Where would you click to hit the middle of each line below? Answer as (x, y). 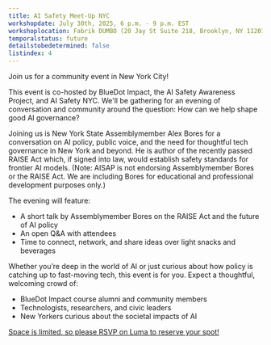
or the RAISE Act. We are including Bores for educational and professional (131, 176)
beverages (38, 250)
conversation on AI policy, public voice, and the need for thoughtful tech (128, 142)
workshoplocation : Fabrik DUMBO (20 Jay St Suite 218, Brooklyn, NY (126, 31)
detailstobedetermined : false (59, 46)
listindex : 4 (30, 53)
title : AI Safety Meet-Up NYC (59, 16)
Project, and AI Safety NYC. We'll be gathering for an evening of (115, 101)
